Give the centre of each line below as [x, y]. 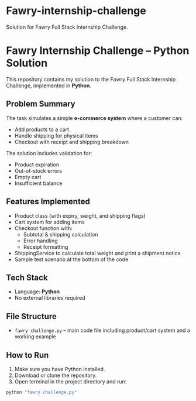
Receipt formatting [46, 246]
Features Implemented [48, 202]
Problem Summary [41, 104]
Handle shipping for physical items [56, 135]
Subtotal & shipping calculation [61, 234]
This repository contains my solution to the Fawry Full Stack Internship [91, 79]
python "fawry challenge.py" [42, 392]
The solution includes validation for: [49, 153]
